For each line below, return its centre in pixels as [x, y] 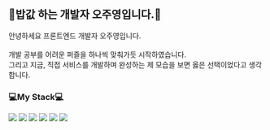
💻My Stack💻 [36, 97]
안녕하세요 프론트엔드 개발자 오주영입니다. [75, 36]
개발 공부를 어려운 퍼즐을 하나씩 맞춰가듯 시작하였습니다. [98, 54]
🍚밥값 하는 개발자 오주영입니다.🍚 [85, 15]
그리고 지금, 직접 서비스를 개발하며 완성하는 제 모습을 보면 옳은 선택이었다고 [128, 64]
